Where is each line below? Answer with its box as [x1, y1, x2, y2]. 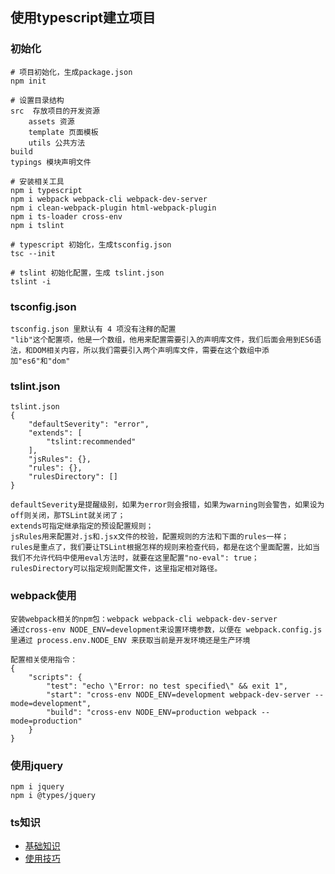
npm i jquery [10, 781, 65, 792]
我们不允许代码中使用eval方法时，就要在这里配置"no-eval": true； [10, 553, 260, 563]
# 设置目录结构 [10, 95, 65, 105]
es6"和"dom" [22, 356, 71, 366]
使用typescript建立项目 [10, 9, 156, 27]
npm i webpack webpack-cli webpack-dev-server [10, 194, 208, 204]
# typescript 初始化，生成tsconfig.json [10, 239, 172, 250]
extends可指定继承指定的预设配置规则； [10, 521, 154, 532]
